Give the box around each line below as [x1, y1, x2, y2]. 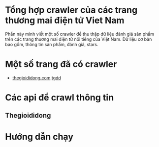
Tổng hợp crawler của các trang [5, 4, 138, 16]
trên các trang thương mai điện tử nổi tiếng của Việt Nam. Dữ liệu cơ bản [5, 36, 152, 42]
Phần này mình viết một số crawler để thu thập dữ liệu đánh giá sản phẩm [5, 31, 154, 37]
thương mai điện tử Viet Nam [5, 15, 125, 26]
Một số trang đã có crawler [5, 59, 117, 70]
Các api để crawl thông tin [5, 92, 114, 103]
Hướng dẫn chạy [5, 131, 74, 142]
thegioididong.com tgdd [12, 74, 62, 80]
